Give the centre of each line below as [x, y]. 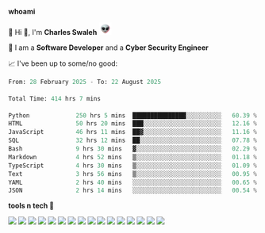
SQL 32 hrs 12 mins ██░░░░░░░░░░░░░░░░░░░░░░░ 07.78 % [133, 141]
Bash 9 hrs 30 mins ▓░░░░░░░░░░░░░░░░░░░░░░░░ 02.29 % [133, 149]
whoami [22, 11]
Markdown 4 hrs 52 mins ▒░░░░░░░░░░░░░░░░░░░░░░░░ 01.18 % [133, 157]
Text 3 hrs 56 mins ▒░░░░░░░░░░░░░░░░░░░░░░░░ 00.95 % [133, 174]
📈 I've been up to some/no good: [63, 63]
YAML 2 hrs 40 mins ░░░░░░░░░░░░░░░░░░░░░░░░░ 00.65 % [133, 182]
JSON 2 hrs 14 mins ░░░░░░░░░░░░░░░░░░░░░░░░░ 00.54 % [133, 191]
